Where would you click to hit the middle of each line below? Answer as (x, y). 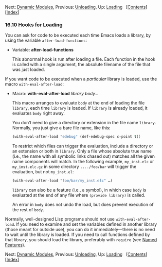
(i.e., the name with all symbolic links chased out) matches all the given (83, 156)
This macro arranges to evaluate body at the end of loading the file (78, 103)
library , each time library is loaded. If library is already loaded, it (80, 108)
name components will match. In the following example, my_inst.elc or (83, 162)
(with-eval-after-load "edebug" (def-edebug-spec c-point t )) (76, 137)
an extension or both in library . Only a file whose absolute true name (82, 151)
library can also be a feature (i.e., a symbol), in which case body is (79, 190)
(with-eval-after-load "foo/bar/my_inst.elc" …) (62, 181)
